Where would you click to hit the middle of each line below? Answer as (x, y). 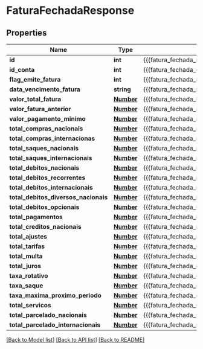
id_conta (22, 70)
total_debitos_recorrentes (47, 178)
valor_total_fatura (35, 99)
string (122, 89)
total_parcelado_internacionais (55, 325)
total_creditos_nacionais (45, 227)
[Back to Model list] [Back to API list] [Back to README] (76, 340)
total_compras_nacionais (46, 129)
